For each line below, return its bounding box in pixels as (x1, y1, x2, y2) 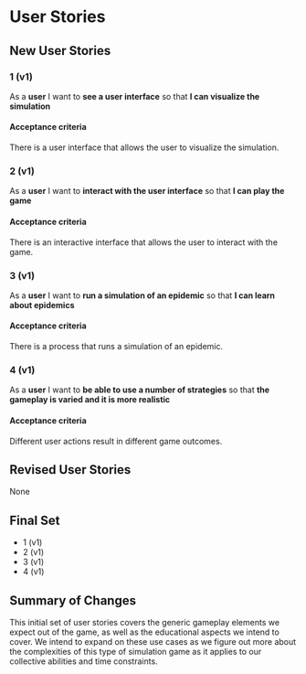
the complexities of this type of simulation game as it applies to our (9, 647, 262, 658)
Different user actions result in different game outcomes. (9, 435, 223, 446)
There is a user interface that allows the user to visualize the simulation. (9, 142, 280, 153)
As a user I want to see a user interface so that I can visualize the (9, 91, 260, 102)
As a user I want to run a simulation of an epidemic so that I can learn (9, 290, 276, 301)
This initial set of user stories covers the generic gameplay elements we (9, 617, 280, 628)
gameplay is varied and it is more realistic (9, 394, 171, 405)
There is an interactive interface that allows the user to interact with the (9, 236, 279, 248)
